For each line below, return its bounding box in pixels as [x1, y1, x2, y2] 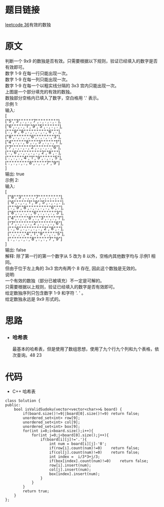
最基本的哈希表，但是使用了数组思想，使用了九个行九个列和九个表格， [12, 346, 155, 352]
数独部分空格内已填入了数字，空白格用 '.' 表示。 [5, 95, 102, 101]
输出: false [5, 247, 26, 253]
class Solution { [5, 398, 41, 404]
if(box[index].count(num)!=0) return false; [49, 459, 149, 464]
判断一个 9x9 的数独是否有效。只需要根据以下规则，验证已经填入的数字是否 [5, 58, 158, 64]
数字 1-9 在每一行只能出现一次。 [5, 70, 70, 76]
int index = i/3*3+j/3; [49, 454, 100, 459]
